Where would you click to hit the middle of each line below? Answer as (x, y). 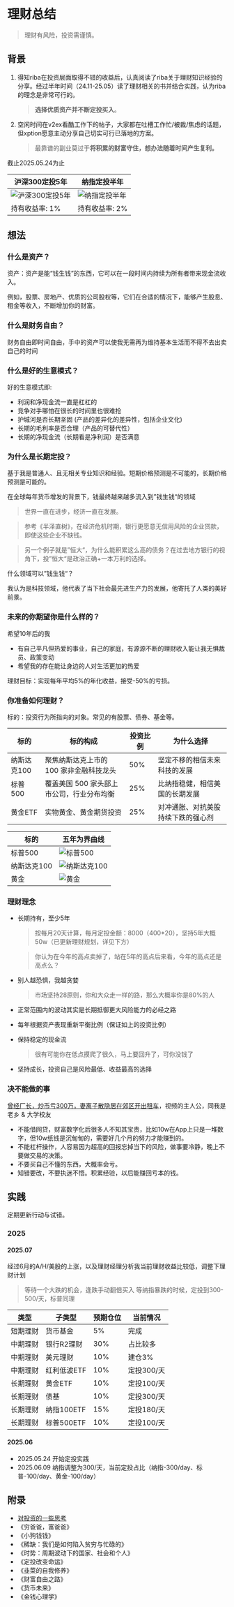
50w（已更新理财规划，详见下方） (84, 942)
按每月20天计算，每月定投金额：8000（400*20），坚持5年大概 (125, 933)
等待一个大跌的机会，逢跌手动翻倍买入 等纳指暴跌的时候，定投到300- (124, 1290)
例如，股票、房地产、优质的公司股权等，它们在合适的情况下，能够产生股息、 (117, 297)
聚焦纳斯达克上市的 (76, 760)
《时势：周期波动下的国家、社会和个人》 (75, 1553)
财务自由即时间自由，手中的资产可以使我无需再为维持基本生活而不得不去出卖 (117, 342)
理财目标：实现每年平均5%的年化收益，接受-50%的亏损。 (91, 681)
